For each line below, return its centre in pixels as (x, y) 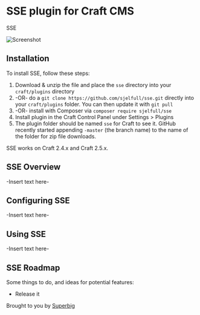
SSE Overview (34, 167)
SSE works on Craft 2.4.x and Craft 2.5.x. (57, 148)
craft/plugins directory (45, 91)
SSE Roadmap (33, 268)
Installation (28, 59)
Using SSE (26, 234)
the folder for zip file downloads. (56, 136)
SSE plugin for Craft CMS (70, 11)
